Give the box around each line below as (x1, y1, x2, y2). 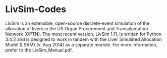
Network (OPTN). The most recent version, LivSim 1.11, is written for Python (5, 31, 162, 37)
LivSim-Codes (5, 4, 67, 15)
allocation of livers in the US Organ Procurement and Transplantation (5, 25, 148, 31)
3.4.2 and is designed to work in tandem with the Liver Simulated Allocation (5, 36, 162, 42)
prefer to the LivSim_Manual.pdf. (5, 47, 73, 53)
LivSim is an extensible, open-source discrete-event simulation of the (5, 20, 150, 26)
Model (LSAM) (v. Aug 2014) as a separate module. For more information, (5, 41, 158, 47)
